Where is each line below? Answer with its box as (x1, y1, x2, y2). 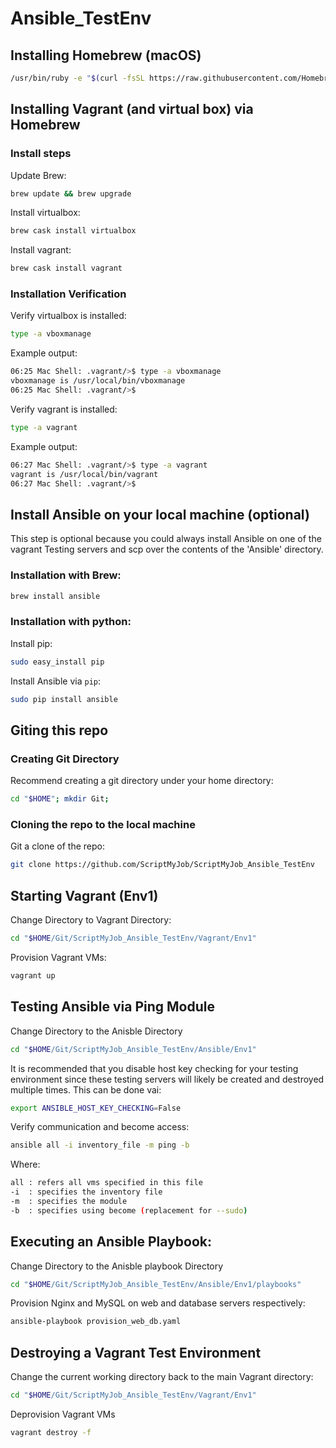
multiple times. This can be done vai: (10, 1083, 162, 1096)
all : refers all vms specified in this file (10, 1178, 203, 1188)
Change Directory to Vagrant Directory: (10, 914, 172, 926)
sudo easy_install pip (10, 657, 105, 667)
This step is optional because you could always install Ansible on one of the (10, 533, 322, 545)
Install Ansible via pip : (10, 675, 102, 687)
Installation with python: (10, 615, 132, 629)
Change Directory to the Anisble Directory (10, 1025, 183, 1037)
